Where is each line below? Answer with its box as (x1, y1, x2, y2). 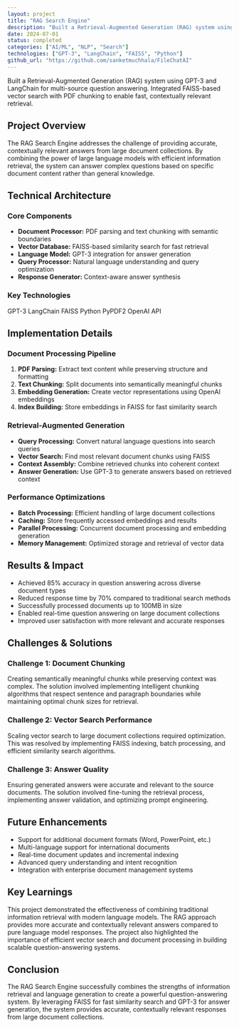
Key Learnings (7, 886, 73, 898)
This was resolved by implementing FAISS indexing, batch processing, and (7, 739, 226, 747)
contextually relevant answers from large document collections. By (7, 146, 203, 155)
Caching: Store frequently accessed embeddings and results (17, 516, 197, 525)
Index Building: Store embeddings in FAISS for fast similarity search (17, 403, 217, 411)
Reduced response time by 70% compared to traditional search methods (17, 593, 231, 602)
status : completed (7, 37, 62, 44)
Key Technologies (7, 290, 71, 300)
